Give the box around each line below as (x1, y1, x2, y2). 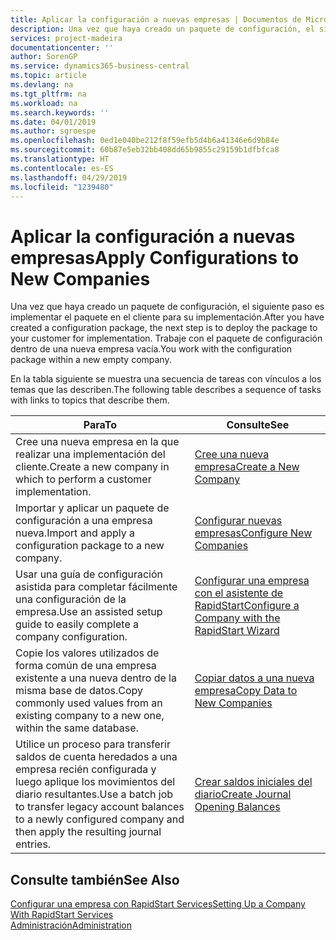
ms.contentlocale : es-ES (10, 163, 114, 173)
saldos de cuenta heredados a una (15, 750, 178, 764)
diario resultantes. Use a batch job (15, 787, 174, 801)
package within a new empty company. (10, 354, 172, 366)
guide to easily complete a (15, 617, 140, 631)
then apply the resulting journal (15, 825, 162, 839)
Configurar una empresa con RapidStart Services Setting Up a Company (10, 898, 306, 910)
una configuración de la (15, 592, 127, 606)
